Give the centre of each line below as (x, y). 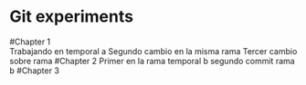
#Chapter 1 (30, 42)
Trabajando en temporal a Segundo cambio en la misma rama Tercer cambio (153, 51)
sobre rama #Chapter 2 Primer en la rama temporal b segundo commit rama (152, 61)
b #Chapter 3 (34, 71)
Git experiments (72, 17)
